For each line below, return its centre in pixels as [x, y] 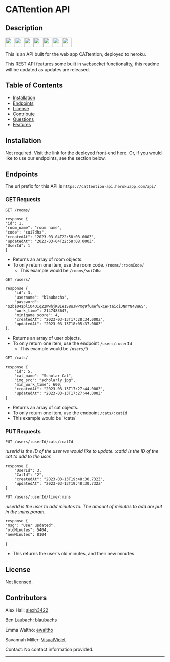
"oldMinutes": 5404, [27, 530]
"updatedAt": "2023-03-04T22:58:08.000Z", [51, 241]
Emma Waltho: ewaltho [29, 630]
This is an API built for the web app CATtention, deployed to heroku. [76, 54]
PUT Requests [23, 431]
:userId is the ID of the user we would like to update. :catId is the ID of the [82, 451]
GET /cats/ [17, 358]
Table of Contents [34, 86]
